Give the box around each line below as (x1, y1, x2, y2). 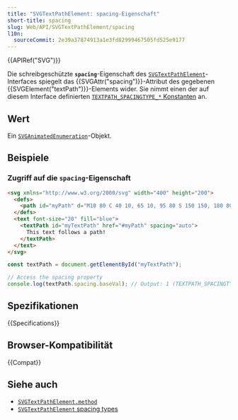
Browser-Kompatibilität (7, 339, 113, 351)
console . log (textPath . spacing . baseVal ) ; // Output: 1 (7, 281, 170, 288)
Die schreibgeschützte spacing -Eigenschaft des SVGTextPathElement (7, 70, 206, 78)
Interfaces (7, 77, 38, 86)
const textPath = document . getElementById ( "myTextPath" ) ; (7, 261, 182, 269)
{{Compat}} (7, 358, 41, 366)
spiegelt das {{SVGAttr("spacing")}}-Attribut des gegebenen (38, 77, 215, 86)
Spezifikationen (7, 300, 79, 312)
